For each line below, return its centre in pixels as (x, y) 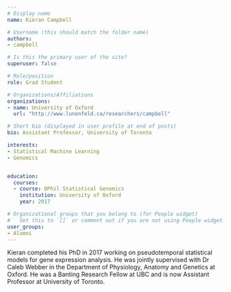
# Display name (29, 13)
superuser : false (32, 64)
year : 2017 (35, 202)
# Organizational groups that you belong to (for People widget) (102, 214)
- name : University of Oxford (51, 108)
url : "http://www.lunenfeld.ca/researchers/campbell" (92, 114)
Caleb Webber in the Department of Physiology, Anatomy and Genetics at (111, 267)
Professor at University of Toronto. (56, 282)
